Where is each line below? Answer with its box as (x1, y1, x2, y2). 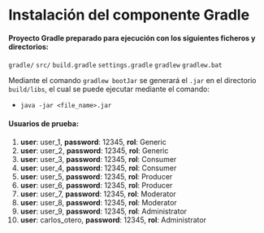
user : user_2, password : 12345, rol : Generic (19, 145, 169, 156)
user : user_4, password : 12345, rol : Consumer (19, 163, 177, 173)
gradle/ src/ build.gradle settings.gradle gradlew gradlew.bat (8, 61, 223, 70)
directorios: (8, 42, 49, 51)
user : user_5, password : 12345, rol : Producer (19, 171, 173, 181)
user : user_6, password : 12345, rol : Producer (19, 180, 173, 190)
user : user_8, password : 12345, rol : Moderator (19, 197, 177, 207)
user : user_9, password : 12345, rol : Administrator (19, 206, 188, 216)
